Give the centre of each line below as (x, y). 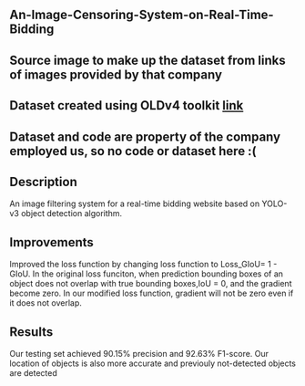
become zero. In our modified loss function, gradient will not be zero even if (152, 293)
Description (43, 182)
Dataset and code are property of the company (145, 136)
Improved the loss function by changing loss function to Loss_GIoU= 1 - (143, 265)
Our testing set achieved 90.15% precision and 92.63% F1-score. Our (139, 354)
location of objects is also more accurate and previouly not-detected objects (153, 363)
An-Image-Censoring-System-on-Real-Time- (142, 15)
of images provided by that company (116, 74)
